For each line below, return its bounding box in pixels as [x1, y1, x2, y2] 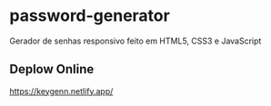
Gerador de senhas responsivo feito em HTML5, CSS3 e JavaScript [9, 35, 262, 46]
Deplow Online [9, 62, 95, 77]
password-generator [9, 5, 170, 26]
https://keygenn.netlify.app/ [9, 85, 114, 96]
